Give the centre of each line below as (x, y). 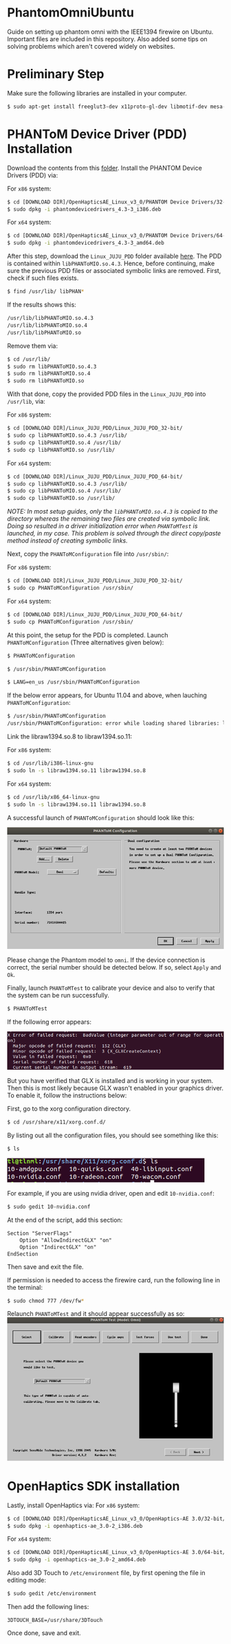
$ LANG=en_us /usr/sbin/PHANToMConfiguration (73, 682)
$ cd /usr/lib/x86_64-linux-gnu (53, 797)
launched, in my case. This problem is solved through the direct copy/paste (114, 534)
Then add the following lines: (48, 1607)
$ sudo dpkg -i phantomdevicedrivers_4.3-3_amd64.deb (86, 243)
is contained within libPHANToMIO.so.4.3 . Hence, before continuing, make (111, 263)
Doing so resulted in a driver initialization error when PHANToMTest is (102, 526)
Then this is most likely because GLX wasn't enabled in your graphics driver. (115, 1088)
